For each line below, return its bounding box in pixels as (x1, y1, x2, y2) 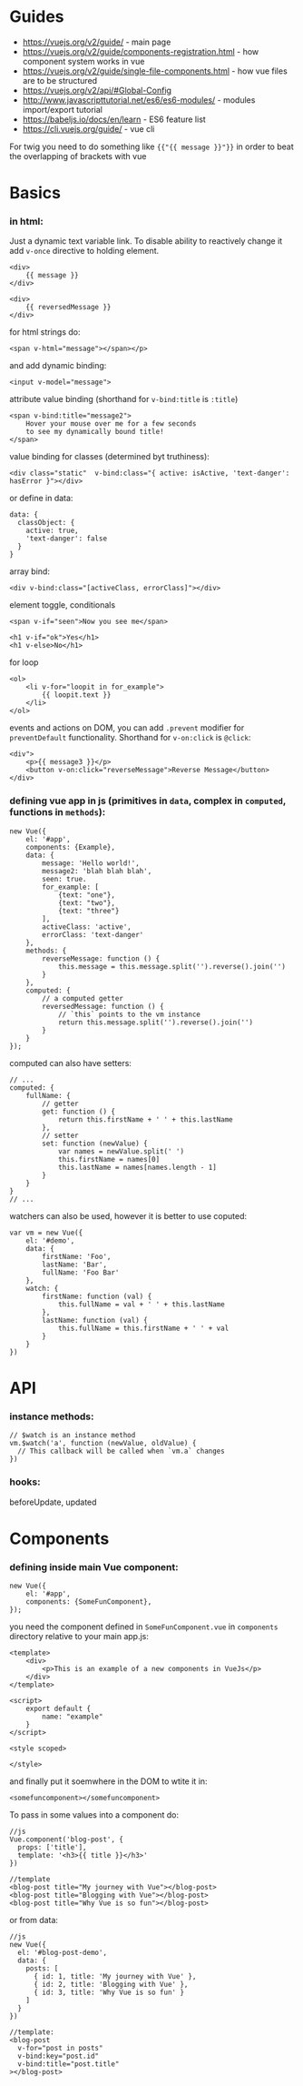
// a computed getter (42, 993, 124, 1003)
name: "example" (42, 1712, 103, 1721)
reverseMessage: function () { (42, 953, 161, 963)
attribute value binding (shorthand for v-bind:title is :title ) (9, 394, 239, 405)
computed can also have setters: (9, 1057, 132, 1068)
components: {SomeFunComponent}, (25, 1597, 152, 1607)
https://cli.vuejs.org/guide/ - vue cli (22, 123, 155, 134)
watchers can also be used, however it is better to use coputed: (9, 1210, 248, 1221)
